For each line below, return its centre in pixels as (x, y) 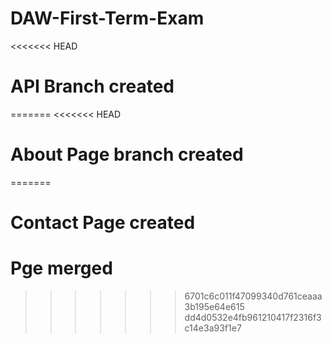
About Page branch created (127, 154)
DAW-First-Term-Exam (107, 18)
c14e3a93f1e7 (213, 328)
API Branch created (92, 86)
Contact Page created (103, 223)
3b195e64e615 (214, 306)
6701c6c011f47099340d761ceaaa (253, 296)
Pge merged (61, 268)
